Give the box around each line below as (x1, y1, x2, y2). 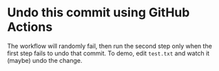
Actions (7, 19, 53, 35)
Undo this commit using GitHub (7, 5, 190, 20)
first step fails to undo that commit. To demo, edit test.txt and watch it (7, 49, 210, 57)
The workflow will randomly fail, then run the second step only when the (7, 42, 212, 50)
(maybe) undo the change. (7, 56, 83, 64)
